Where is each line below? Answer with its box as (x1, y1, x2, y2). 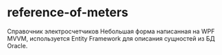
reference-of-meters (7, 5, 129, 20)
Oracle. (7, 41, 28, 50)
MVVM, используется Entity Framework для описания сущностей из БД (7, 34, 215, 42)
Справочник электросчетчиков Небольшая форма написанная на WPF (7, 27, 215, 35)
